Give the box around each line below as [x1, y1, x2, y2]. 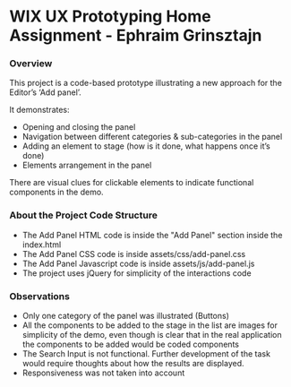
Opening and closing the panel [21, 122, 136, 133]
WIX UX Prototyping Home [9, 6, 212, 27]
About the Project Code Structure [9, 209, 158, 221]
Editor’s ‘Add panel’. [9, 87, 82, 98]
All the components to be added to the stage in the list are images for [21, 320, 278, 331]
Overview [9, 57, 53, 70]
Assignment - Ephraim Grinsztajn [9, 25, 262, 46]
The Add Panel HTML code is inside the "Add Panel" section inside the [21, 229, 283, 240]
